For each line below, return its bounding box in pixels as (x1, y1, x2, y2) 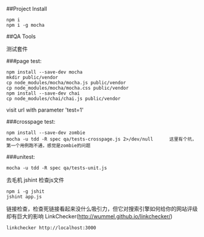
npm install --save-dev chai (6, 90, 80, 96)
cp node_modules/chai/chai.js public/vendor (6, 96, 121, 102)
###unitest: (6, 153, 35, 160)
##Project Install (6, 5, 47, 12)
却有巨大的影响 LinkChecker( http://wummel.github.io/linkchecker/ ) (6, 213, 173, 220)
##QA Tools (6, 33, 36, 40)
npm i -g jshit (6, 189, 45, 195)
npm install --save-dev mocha (6, 69, 83, 75)
